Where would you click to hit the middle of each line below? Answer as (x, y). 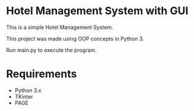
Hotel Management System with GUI (97, 11)
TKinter (24, 96)
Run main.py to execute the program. (51, 50)
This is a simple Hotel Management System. (60, 27)
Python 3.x (28, 90)
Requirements (42, 74)
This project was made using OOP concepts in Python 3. (75, 38)
